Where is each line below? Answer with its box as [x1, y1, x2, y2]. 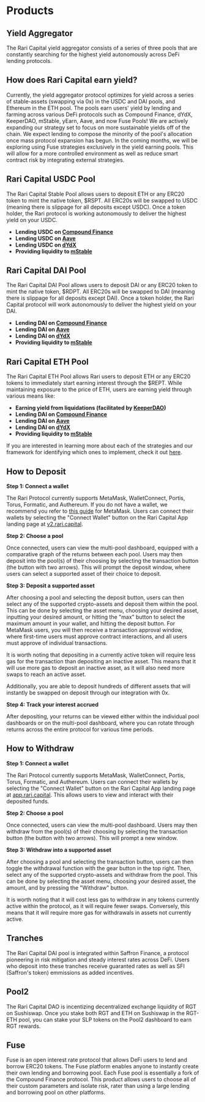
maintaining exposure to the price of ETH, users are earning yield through [6, 386, 192, 393]
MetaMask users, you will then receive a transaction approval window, [6, 627, 184, 634]
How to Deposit [6, 466, 66, 477]
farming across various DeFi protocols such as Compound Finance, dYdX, [6, 111, 193, 118]
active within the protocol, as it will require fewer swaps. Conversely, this [6, 902, 190, 909]
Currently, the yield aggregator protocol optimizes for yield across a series [6, 91, 194, 99]
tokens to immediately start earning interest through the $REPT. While [6, 379, 182, 387]
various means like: [6, 392, 55, 400]
